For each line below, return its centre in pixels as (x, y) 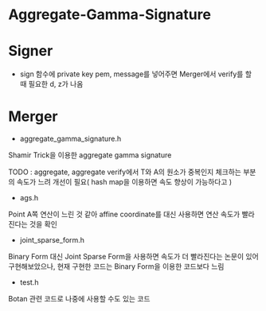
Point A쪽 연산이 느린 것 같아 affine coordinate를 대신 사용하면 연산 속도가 (124, 214)
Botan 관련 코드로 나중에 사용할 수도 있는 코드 (79, 299)
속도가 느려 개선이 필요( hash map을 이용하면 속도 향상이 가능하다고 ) (124, 182)
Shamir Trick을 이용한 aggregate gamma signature (90, 155)
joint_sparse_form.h (52, 240)
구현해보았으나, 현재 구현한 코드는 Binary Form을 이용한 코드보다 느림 (116, 266)
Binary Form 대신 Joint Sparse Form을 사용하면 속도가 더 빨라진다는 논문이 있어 (133, 257)
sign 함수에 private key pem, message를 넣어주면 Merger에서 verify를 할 (136, 74)
